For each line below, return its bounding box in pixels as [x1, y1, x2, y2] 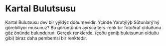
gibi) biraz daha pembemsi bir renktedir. [5, 35, 87, 41]
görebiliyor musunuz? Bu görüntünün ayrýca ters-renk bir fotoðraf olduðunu [5, 24, 162, 30]
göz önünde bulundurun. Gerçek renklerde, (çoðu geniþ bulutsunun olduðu [5, 30, 159, 36]
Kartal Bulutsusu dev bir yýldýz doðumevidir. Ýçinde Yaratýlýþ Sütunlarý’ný [5, 19, 160, 25]
